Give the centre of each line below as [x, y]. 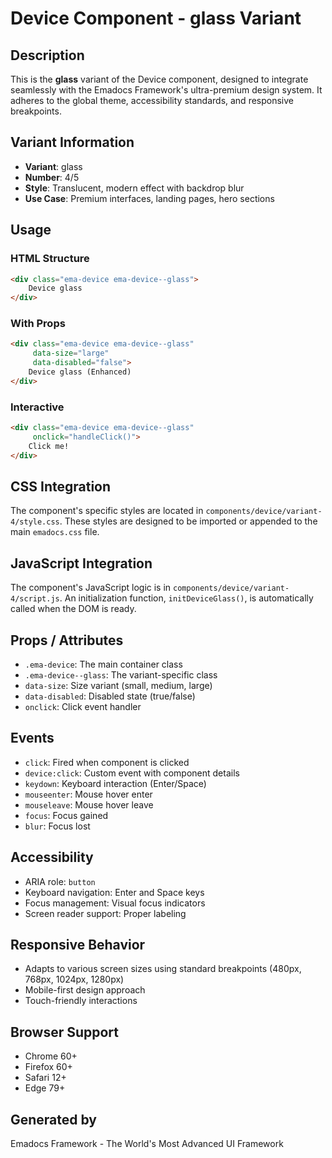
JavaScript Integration [81, 563]
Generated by [54, 1119]
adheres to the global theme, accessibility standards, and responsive [152, 100]
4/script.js [35, 599]
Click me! [49, 446]
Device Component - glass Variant [156, 18]
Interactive [37, 407]
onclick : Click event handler [83, 707]
